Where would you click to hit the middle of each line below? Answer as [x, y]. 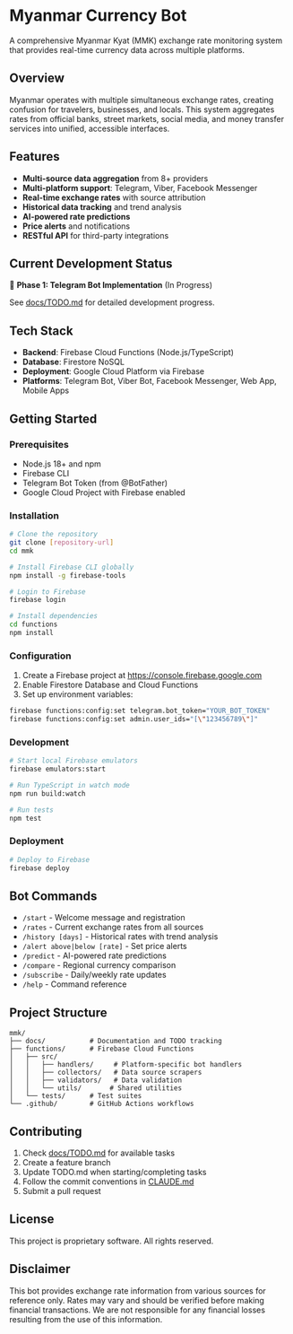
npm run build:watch [48, 793]
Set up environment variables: [78, 694]
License [32, 1220]
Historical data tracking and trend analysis [102, 206]
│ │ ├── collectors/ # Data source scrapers [106, 1073]
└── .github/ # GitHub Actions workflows [102, 1104]
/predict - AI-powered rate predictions [95, 955]
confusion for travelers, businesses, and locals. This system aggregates [142, 109]
